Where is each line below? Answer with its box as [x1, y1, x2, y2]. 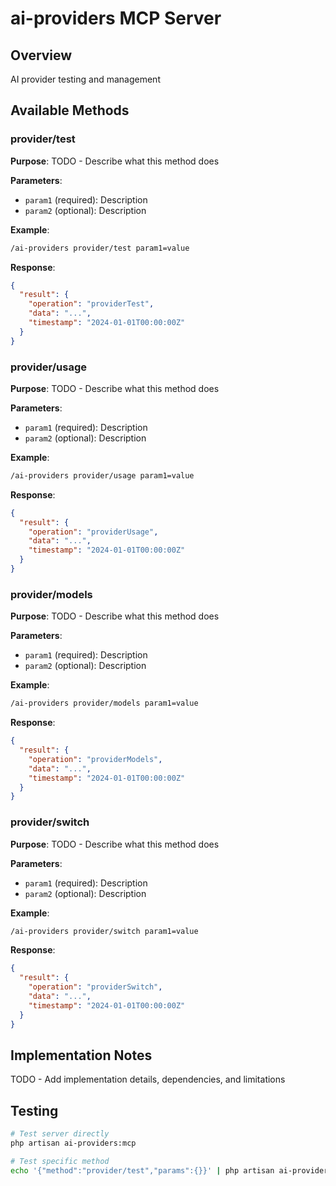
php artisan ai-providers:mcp [10, 1138, 137, 1149]
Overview [10, 47, 73, 64]
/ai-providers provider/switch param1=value [10, 926, 199, 936]
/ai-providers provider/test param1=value [10, 243, 190, 253]
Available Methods [10, 102, 130, 119]
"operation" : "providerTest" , [28, 299, 155, 309]
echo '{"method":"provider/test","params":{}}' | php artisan [10, 1165, 275, 1176]
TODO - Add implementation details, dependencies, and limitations [10, 1073, 286, 1086]
